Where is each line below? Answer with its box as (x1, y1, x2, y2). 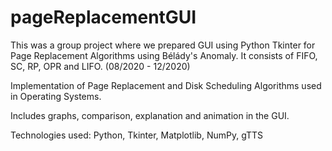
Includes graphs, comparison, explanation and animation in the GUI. (10, 109, 290, 121)
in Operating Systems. (10, 90, 102, 102)
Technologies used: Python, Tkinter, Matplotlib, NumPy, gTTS (10, 129, 264, 141)
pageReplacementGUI (10, 6, 197, 29)
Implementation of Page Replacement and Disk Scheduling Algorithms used (10, 79, 322, 91)
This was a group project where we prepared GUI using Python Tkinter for (10, 39, 316, 51)
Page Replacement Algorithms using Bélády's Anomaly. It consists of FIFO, (10, 49, 318, 61)
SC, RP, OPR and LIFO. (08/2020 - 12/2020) (10, 60, 191, 72)
